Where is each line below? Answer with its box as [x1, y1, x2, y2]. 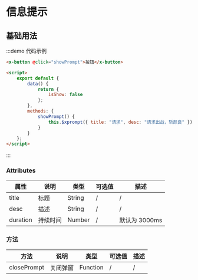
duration [9, 216, 32, 224]
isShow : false [48, 92, 83, 98]
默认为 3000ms [119, 216, 163, 225]
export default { [16, 75, 60, 81]
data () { [27, 81, 49, 87]
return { [37, 86, 60, 92]
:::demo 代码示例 [6, 48, 47, 54]
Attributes [6, 166, 36, 174]
